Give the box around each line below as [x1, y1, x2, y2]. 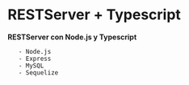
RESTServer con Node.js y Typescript [7, 32, 137, 42]
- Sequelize [18, 68, 59, 77]
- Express [18, 55, 52, 63]
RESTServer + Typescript [7, 6, 181, 24]
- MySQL [18, 62, 44, 70]
